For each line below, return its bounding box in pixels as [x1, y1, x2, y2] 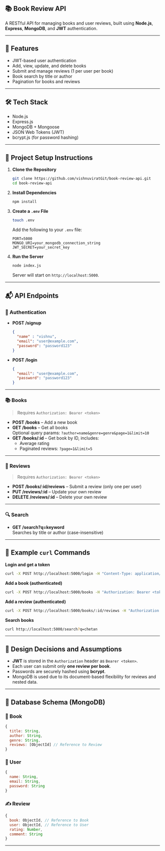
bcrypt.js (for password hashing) [12, 134, 79, 140]
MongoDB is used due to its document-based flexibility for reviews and [12, 674, 156, 680]
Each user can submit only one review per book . [12, 663, 111, 669]
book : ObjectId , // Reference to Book [9, 817, 89, 823]
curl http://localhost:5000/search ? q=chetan [5, 627, 98, 632]
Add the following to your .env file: [12, 227, 82, 233]
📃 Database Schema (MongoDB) [5, 698, 106, 706]
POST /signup [12, 320, 42, 326]
